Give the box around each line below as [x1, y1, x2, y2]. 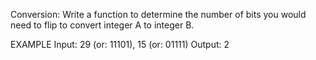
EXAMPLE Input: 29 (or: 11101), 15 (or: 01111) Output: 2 [10, 39, 230, 50]
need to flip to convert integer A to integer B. [10, 19, 195, 31]
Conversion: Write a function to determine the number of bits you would [10, 9, 307, 20]
